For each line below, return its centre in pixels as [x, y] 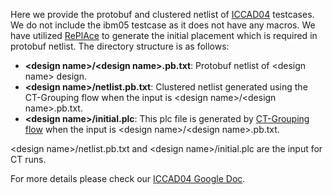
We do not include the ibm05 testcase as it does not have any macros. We [163, 25]
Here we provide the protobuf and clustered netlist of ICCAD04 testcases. [162, 14]
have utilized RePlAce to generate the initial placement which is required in [164, 35]
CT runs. [28, 159]
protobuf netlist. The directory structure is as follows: [120, 46]
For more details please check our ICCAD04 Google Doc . [128, 178]
